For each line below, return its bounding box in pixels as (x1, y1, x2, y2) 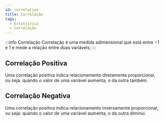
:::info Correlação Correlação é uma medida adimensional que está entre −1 (5, 39, 160, 45)
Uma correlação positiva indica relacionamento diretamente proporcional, (5, 72, 156, 78)
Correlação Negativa (5, 92, 71, 100)
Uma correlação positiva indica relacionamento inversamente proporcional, (5, 105, 159, 111)
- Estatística (9, 21, 39, 26)
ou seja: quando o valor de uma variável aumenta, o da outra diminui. (5, 110, 146, 116)
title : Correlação (5, 12, 43, 17)
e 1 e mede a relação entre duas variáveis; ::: (5, 45, 96, 51)
